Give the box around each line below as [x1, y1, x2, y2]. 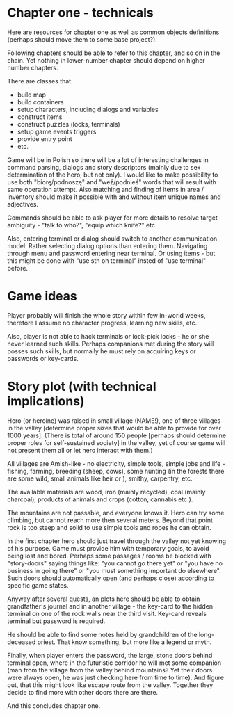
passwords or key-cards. [7, 354, 79, 362]
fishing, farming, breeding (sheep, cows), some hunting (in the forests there [7, 467, 225, 475]
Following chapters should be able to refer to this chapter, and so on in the [7, 49, 220, 57]
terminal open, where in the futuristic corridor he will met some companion [7, 659, 222, 667]
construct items [17, 113, 63, 121]
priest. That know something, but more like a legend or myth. [37, 638, 212, 646]
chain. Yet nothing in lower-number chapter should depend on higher [7, 56, 205, 64]
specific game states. [7, 581, 69, 589]
